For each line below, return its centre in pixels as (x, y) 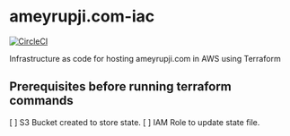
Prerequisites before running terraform (120, 87)
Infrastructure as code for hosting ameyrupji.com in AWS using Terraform (145, 58)
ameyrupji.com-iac (82, 17)
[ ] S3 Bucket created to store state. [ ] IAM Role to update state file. (135, 122)
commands (41, 101)
